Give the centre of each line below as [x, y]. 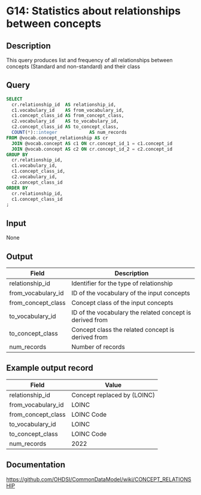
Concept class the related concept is [123, 329]
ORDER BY [17, 188]
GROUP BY [17, 155]
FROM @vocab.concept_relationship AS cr [57, 138]
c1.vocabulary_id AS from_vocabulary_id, [68, 110]
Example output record [50, 368]
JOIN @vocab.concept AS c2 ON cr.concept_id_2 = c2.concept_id [92, 149]
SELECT [14, 99]
